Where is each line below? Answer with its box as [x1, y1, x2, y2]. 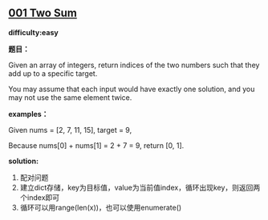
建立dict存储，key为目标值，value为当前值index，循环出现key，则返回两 [19, 182, 261, 192]
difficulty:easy [8, 27, 59, 37]
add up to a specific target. [8, 68, 98, 78]
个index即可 [19, 192, 60, 202]
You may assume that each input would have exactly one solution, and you [8, 84, 255, 94]
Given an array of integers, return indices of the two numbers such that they [8, 60, 260, 70]
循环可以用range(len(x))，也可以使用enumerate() [19, 202, 182, 212]
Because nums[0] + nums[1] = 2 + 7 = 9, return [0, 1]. [8, 140, 185, 150]
